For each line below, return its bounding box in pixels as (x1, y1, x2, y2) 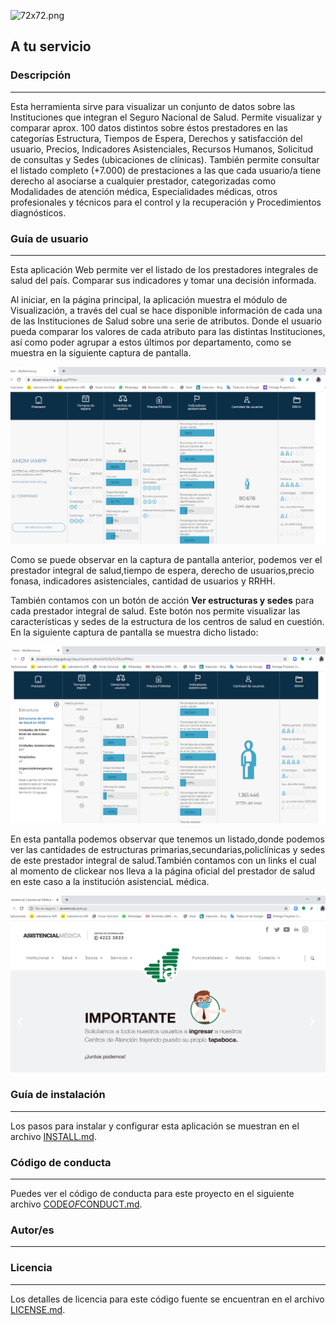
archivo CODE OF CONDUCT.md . (10, 1198, 143, 1210)
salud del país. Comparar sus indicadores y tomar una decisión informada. (10, 274, 317, 286)
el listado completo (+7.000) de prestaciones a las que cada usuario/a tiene (10, 164, 322, 176)
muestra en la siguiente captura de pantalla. (10, 346, 192, 359)
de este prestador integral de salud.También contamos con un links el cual (10, 854, 317, 866)
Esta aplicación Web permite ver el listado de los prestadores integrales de (10, 263, 319, 275)
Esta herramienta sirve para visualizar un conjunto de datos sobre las (10, 100, 296, 112)
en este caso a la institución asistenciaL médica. (10, 875, 210, 887)
